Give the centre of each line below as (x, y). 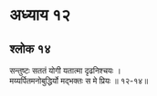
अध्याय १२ (40, 15)
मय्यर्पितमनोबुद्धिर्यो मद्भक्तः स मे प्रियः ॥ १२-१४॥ (79, 81)
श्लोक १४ (31, 48)
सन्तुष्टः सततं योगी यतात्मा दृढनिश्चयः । (65, 71)
